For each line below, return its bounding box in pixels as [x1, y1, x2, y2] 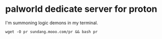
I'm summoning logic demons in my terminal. [5, 20, 98, 26]
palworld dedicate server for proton [5, 3, 157, 15]
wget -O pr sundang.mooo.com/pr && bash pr [5, 29, 98, 34]
